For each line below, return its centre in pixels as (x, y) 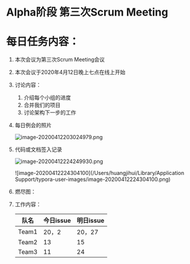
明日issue (91, 220)
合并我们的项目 (42, 105)
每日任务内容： (43, 42)
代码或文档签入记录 (38, 149)
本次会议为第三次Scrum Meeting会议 (60, 60)
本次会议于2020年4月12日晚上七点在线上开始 (70, 72)
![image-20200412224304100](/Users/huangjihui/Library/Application (99, 173)
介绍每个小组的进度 (47, 98)
